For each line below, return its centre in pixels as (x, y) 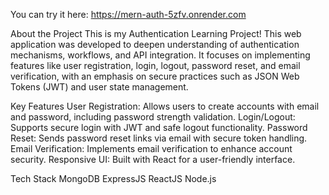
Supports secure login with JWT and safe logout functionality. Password (159, 127)
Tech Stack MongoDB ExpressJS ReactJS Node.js (113, 178)
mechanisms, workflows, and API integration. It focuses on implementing (160, 55)
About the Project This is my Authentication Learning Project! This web (156, 33)
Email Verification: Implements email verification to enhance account (151, 148)
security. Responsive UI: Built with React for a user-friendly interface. (153, 159)
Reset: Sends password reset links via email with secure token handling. (159, 138)
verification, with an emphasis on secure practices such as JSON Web (155, 76)
